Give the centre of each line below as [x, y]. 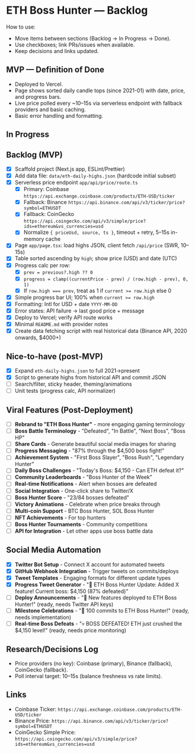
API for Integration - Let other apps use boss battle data [84, 531]
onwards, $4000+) [38, 338]
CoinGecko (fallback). [41, 670]
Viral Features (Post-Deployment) [70, 410]
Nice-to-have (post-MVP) [55, 356]
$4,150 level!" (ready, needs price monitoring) [70, 630]
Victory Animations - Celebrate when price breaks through [87, 504]
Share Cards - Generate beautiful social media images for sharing [95, 444]
